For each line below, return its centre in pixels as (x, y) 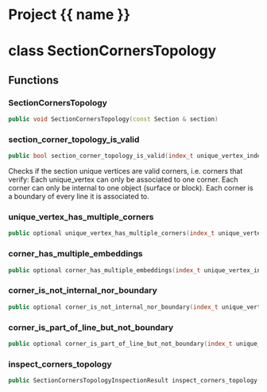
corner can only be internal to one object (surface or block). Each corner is (131, 188)
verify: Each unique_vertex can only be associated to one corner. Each (123, 179)
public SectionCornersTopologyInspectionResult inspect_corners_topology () (136, 381)
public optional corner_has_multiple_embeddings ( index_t (104, 270)
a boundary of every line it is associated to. (79, 197)
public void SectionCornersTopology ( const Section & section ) (113, 119)
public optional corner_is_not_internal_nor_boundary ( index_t (113, 307)
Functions (34, 80)
